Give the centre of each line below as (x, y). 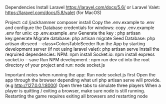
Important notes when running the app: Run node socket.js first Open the (80, 75)
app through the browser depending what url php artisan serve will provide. (83, 80)
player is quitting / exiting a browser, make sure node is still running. (75, 91)
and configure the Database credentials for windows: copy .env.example (80, 28)
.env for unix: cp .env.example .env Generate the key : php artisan (73, 33)
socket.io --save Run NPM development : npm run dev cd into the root (77, 60)
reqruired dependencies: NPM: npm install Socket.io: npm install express (80, 54)
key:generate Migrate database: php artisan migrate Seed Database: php (80, 38)
